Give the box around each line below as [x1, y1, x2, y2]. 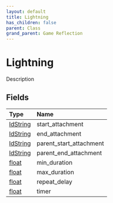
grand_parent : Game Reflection [6, 31, 83, 37]
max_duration [36, 168, 75, 176]
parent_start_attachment [36, 139, 104, 148]
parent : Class [6, 25, 41, 31]
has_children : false [6, 19, 57, 25]
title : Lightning [6, 14, 49, 20]
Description [6, 76, 34, 83]
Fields [6, 93, 29, 103]
